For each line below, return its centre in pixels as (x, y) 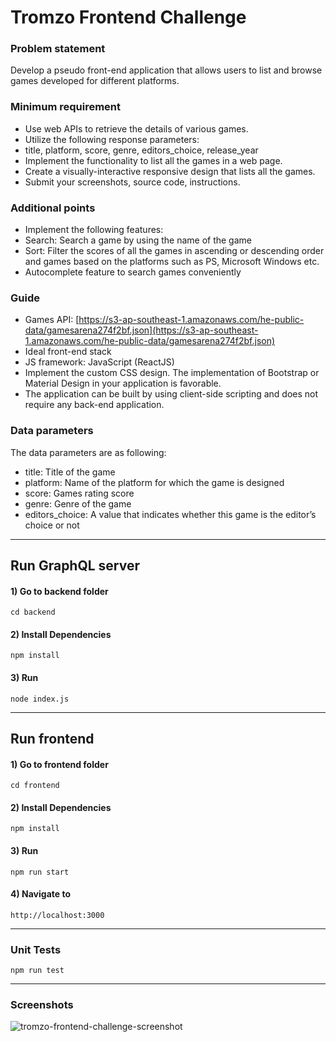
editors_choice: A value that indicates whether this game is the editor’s (170, 514)
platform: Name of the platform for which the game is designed (154, 482)
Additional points (53, 208)
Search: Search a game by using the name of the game (138, 240)
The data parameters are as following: (88, 452)
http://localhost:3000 (57, 915)
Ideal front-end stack (68, 352)
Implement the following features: (94, 230)
